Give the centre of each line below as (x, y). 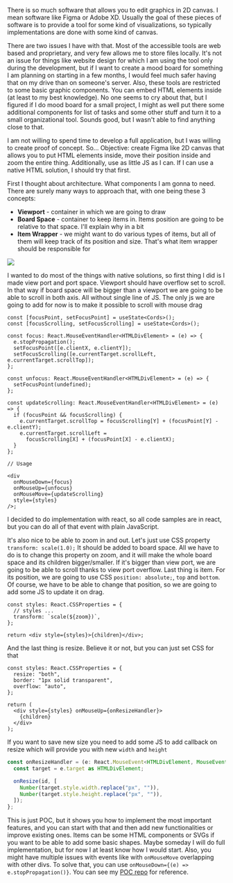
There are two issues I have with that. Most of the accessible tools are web (114, 46)
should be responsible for (54, 249)
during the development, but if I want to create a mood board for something (115, 68)
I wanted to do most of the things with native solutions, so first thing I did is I (116, 275)
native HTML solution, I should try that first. (69, 170)
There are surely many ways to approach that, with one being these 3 (106, 191)
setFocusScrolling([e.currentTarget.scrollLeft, (85, 354)
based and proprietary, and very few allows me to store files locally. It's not (114, 53)
